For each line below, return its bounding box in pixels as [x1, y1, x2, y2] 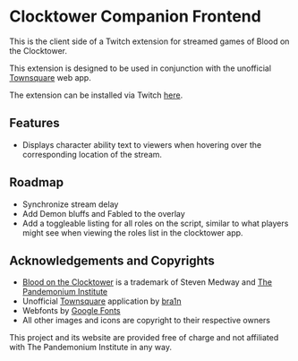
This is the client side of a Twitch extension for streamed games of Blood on [9, 36, 290, 47]
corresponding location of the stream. [21, 149, 163, 159]
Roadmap [9, 175, 64, 190]
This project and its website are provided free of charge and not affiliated [9, 332, 279, 343]
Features [9, 116, 60, 131]
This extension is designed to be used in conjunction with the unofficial [9, 63, 271, 73]
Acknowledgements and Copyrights [9, 253, 215, 268]
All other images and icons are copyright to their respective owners [21, 315, 271, 326]
